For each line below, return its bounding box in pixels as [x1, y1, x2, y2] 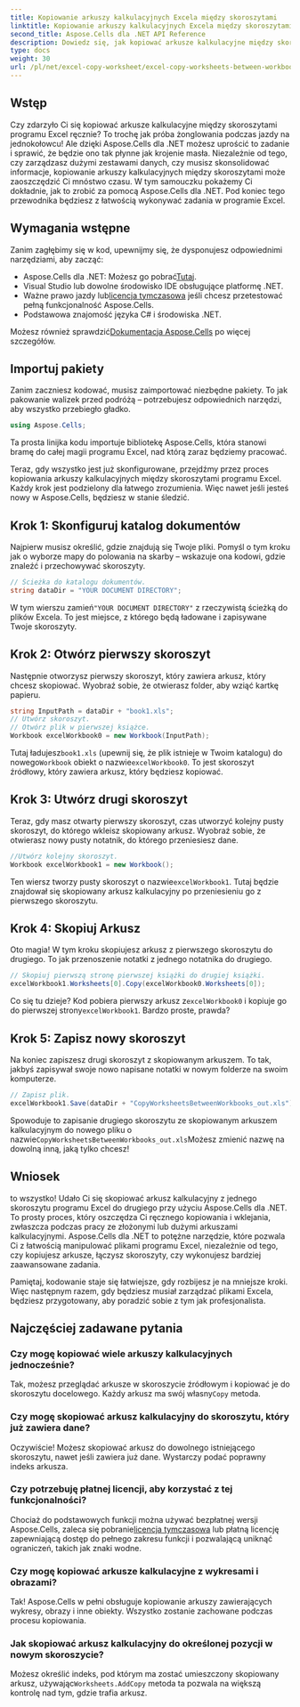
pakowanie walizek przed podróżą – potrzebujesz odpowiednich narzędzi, [10, 394, 282, 405]
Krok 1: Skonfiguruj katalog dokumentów [10, 518, 241, 533]
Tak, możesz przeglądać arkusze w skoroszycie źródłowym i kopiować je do [10, 1379, 290, 1389]
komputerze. [10, 1073, 57, 1084]
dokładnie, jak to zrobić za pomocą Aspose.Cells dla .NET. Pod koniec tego [10, 185, 286, 196]
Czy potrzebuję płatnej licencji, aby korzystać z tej [10, 1483, 233, 1495]
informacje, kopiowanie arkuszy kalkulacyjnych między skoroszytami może [10, 166, 286, 177]
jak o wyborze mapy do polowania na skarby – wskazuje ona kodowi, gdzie [10, 551, 286, 562]
